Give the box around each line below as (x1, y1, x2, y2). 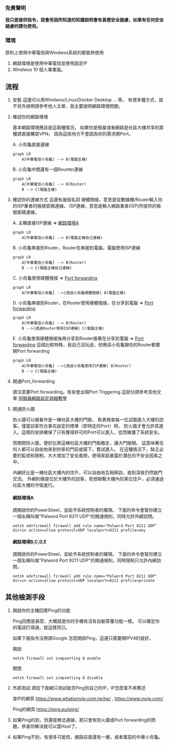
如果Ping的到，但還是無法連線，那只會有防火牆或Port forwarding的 (12, 717, 151, 723)
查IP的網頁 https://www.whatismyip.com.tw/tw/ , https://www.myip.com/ (12, 695, 163, 701)
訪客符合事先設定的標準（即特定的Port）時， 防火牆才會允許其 (30, 423, 159, 429)
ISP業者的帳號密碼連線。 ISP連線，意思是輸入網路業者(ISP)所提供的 (17, 203, 157, 209)
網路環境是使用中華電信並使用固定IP (12, 60, 88, 66)
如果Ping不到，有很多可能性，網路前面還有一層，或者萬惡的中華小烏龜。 (12, 734, 163, 740)
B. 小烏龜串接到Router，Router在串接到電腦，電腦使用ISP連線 (12, 245, 141, 251)
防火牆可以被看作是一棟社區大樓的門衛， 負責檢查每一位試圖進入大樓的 (12, 417, 159, 423)
